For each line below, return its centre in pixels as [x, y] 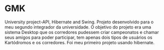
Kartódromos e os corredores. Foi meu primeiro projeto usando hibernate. [80, 42]
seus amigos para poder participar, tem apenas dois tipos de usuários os [79, 37]
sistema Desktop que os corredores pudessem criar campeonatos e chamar [82, 32]
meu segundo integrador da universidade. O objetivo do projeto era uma [78, 27]
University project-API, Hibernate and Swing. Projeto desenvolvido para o [79, 22]
